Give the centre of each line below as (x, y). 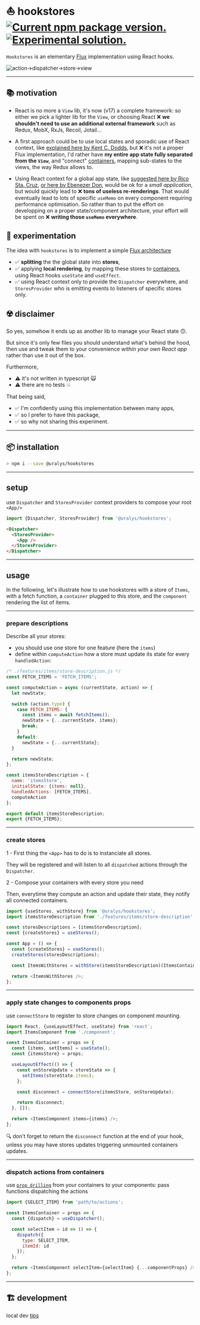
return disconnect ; (41, 1103)
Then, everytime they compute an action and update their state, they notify (98, 894)
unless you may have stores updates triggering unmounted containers (92, 1145)
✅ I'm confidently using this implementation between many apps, (95, 408)
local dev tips (23, 1315)
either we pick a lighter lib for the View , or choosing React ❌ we (92, 117)
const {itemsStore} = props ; (48, 1054)
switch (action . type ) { (41, 704)
